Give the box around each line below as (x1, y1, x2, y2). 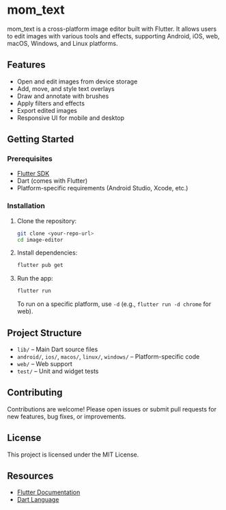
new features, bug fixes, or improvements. (7, 412, 126, 420)
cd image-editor (16, 236, 63, 243)
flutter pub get (16, 262, 63, 269)
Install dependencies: (16, 248, 78, 257)
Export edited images (16, 106, 77, 114)
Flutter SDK (16, 170, 50, 178)
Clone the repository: (16, 216, 77, 225)
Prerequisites (7, 154, 53, 164)
